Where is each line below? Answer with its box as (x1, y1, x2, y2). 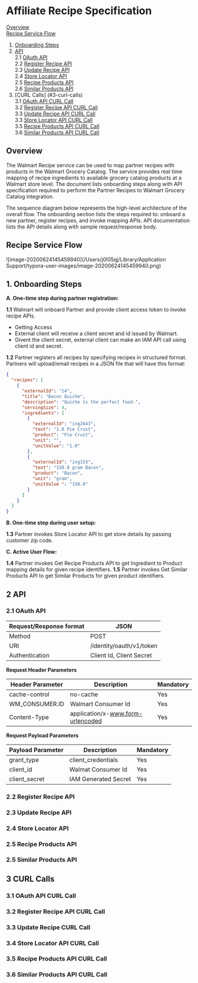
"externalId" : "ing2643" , (32, 421, 96, 427)
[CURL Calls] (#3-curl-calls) (14, 91, 83, 98)
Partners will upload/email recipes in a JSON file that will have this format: (6, 360, 186, 368)
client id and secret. (14, 343, 63, 350)
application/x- (70, 709, 110, 717)
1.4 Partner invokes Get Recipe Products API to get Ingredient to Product (6, 560, 183, 567)
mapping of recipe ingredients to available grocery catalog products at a (6, 174, 181, 181)
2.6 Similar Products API (14, 85, 74, 92)
